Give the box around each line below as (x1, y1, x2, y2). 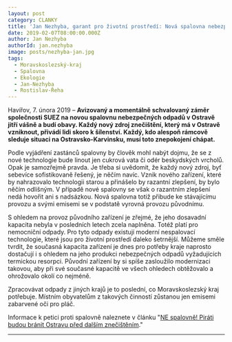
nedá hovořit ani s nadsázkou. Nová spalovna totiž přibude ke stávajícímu (8, 192, 216, 201)
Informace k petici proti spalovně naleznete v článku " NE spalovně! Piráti (8, 313, 214, 321)
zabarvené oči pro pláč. (8, 300, 75, 308)
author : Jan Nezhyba (8, 36, 67, 43)
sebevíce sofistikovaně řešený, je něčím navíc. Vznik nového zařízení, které (8, 170, 222, 179)
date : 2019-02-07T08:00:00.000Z (8, 29, 101, 37)
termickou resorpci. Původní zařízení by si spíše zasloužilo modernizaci (8, 257, 211, 265)
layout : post (8, 10, 45, 17)
